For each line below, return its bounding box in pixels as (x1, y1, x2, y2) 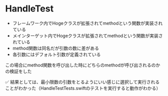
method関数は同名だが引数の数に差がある (12, 45, 100, 51)
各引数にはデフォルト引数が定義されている (12, 51, 101, 57)
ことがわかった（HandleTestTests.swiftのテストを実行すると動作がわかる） (5, 85, 161, 91)
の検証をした (5, 68, 32, 74)
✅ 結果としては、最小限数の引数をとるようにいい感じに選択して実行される (5, 78, 160, 85)
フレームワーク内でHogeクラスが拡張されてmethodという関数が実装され (12, 20, 163, 26)
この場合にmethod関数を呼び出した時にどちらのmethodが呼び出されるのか (5, 62, 160, 68)
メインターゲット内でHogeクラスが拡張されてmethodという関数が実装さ (12, 32, 163, 38)
